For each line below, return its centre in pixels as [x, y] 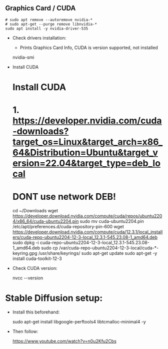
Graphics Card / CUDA [40, 8]
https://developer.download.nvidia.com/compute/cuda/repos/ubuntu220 [87, 216]
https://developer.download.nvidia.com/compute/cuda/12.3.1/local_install [87, 232]
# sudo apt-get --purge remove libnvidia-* [51, 24]
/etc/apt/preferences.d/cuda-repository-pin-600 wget [68, 227]
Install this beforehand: [36, 312]
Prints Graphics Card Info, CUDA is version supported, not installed [89, 48]
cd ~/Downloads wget [35, 211]
